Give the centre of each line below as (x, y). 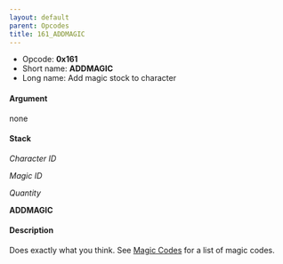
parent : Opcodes (39, 26)
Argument (28, 98)
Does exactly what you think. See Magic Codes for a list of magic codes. (142, 250)
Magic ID (26, 175)
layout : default (39, 17)
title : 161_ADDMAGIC (48, 34)
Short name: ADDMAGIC (68, 68)
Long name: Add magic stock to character (99, 78)
